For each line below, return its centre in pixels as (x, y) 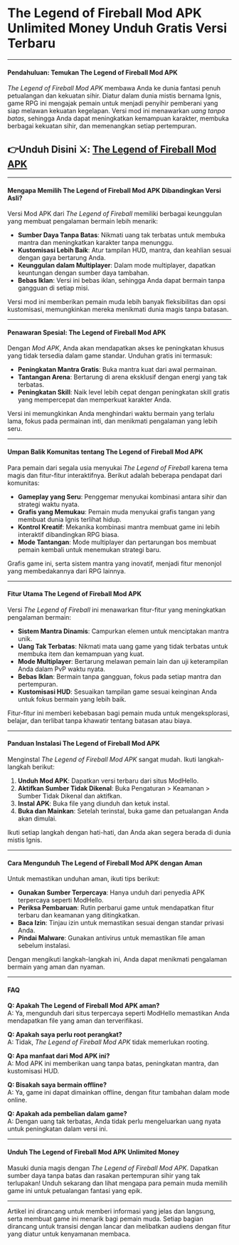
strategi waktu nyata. (48, 504)
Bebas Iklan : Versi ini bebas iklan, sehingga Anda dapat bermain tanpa (121, 281)
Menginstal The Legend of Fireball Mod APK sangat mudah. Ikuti (102, 759)
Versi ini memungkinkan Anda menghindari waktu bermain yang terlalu (111, 414)
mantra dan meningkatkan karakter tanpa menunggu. (96, 243)
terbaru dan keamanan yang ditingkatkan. (79, 915)
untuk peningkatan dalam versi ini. (58, 1129)
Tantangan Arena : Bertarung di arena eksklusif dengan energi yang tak (122, 377)
